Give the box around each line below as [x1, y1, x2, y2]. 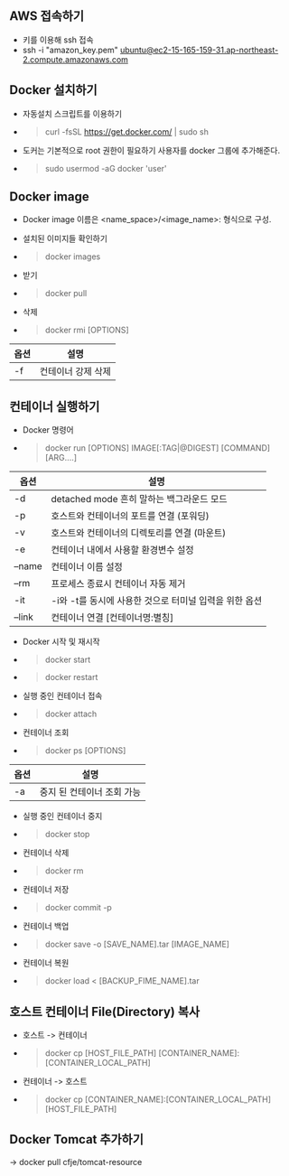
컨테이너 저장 [22, 884, 70, 895]
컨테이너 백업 [22, 920, 70, 932]
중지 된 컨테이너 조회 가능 [39, 786, 142, 798]
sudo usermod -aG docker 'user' [44, 163, 167, 173]
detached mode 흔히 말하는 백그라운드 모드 [51, 493, 228, 506]
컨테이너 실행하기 [9, 398, 100, 414]
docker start [44, 654, 91, 666]
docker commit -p [44, 902, 113, 913]
